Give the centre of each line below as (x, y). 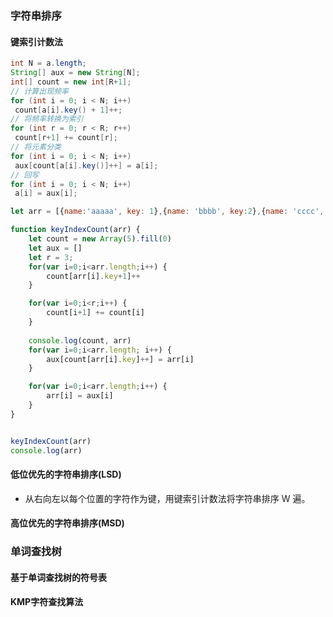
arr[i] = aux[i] (80, 396)
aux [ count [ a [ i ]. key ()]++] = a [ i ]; (86, 165)
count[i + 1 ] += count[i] (95, 313)
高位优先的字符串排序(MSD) (67, 523)
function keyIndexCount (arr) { (75, 230)
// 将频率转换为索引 (47, 119)
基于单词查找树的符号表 (58, 577)
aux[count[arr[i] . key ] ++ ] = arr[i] (120, 359)
